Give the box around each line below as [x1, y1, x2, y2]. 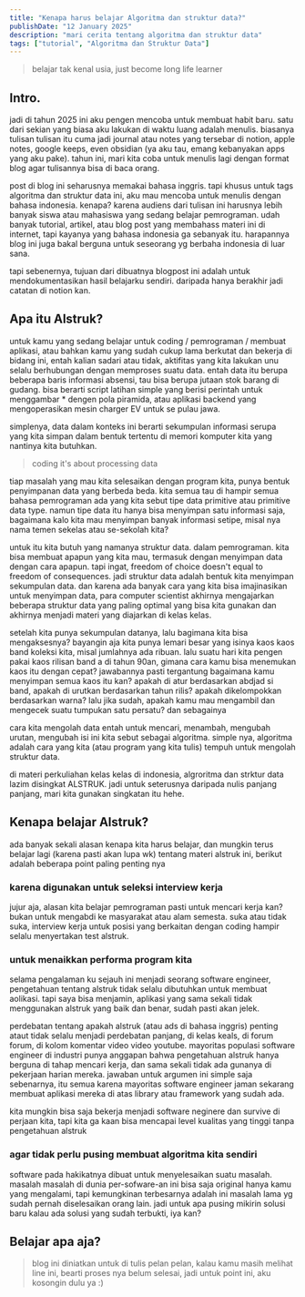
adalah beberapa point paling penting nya [9, 858, 166, 869]
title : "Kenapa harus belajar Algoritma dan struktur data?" [9, 13, 247, 23]
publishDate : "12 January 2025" [9, 22, 132, 31]
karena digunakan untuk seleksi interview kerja [9, 881, 223, 894]
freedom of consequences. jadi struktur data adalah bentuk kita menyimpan [9, 570, 294, 581]
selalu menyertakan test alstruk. [9, 930, 129, 941]
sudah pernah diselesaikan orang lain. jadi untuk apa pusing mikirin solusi [9, 1198, 286, 1209]
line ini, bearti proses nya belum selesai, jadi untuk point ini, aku [31, 1268, 271, 1279]
